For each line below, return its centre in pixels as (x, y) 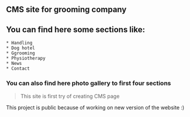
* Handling (19, 43)
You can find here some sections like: (75, 30)
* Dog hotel (20, 48)
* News (14, 64)
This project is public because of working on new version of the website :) (95, 107)
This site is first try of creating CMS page (70, 96)
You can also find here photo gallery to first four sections (89, 83)
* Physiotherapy (26, 58)
